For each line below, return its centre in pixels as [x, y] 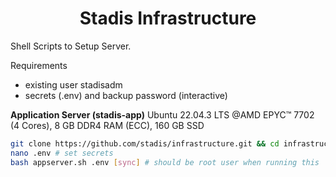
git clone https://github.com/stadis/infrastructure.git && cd [145, 143]
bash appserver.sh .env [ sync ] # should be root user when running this [165, 162]
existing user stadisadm [73, 84]
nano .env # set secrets [62, 153]
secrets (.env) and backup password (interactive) [126, 95]
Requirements [39, 65]
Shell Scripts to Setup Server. [71, 46]
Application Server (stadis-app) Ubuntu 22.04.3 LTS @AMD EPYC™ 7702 [162, 114]
